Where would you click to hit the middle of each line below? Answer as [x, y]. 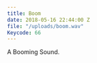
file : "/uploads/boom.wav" [45, 26]
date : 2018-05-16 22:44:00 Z [48, 20]
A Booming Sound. [33, 52]
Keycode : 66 [24, 33]
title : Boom [24, 13]
